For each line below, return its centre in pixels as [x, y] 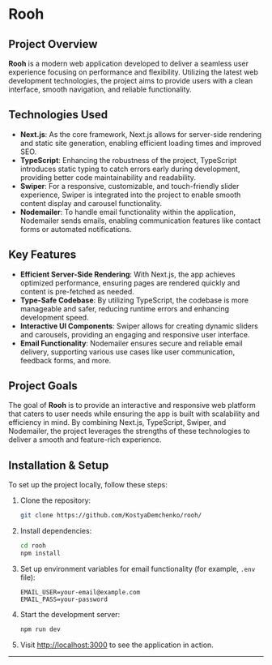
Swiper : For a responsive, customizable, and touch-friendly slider [130, 186]
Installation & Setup [59, 465]
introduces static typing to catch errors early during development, [130, 169]
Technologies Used [58, 115]
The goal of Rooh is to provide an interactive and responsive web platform [132, 405]
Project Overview [53, 44]
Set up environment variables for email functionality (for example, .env [138, 568]
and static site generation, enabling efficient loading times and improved [140, 143]
